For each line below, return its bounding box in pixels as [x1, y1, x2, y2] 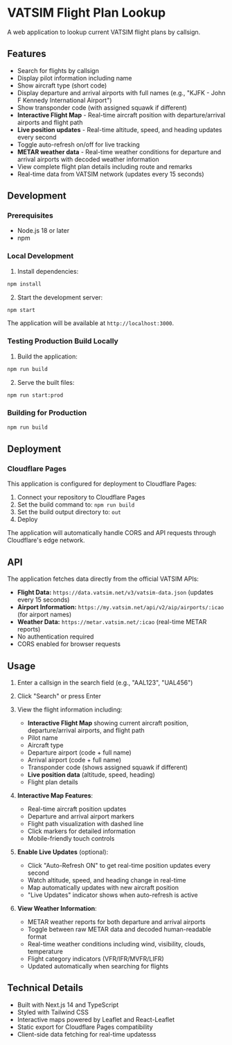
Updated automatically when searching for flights [27, 962, 169, 971]
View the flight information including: [17, 705, 123, 714]
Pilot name [27, 734, 58, 742]
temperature [27, 947, 64, 956]
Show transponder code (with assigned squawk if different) [17, 103, 187, 112]
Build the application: [17, 352, 78, 361]
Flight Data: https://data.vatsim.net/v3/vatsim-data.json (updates [17, 589, 213, 597]
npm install [7, 280, 42, 288]
